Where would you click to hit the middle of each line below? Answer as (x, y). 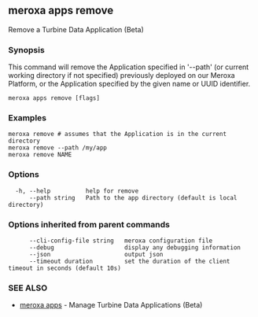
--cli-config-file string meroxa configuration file (121, 241)
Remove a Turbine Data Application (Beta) (76, 29)
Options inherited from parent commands (89, 224)
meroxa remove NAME (40, 155)
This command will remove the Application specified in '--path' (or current (129, 67)
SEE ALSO (28, 288)
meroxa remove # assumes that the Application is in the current (117, 135)
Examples (28, 118)
